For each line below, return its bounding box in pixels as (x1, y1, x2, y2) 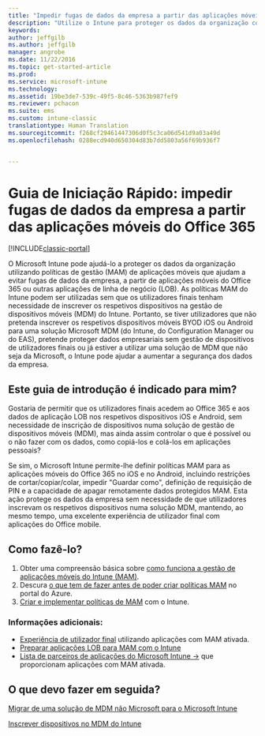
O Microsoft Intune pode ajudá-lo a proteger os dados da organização (8, 259, 236, 268)
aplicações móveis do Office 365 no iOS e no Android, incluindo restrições (8, 469, 251, 479)
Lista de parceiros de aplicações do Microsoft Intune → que (19, 652, 215, 661)
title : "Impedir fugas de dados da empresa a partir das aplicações (8, 11, 238, 20)
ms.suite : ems (8, 107, 55, 115)
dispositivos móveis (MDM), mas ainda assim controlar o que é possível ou (8, 429, 251, 438)
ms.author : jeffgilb (8, 41, 77, 49)
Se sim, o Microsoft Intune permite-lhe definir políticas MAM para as (8, 461, 230, 471)
